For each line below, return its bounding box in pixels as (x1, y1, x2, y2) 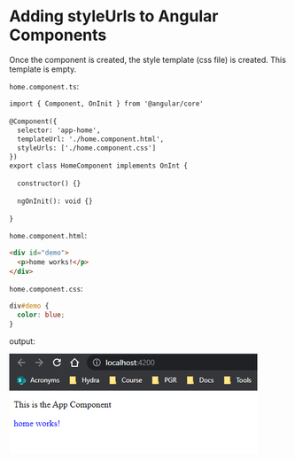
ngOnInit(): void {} (17, 197, 93, 206)
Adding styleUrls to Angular (9, 6, 219, 27)
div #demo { (9, 301, 50, 310)
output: (9, 336, 35, 347)
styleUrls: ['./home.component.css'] (17, 144, 157, 152)
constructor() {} (17, 179, 82, 188)
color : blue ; (17, 310, 66, 320)
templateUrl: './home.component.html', (17, 135, 165, 144)
